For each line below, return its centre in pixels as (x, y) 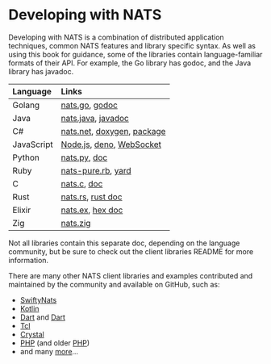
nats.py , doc (84, 157)
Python (26, 157)
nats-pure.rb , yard (96, 170)
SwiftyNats (38, 299)
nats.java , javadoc (95, 118)
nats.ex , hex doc (92, 210)
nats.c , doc (82, 183)
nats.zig (76, 223)
